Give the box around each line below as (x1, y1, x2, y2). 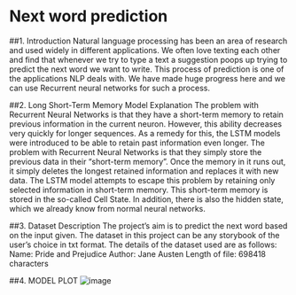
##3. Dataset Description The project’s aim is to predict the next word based (9, 220, 288, 231)
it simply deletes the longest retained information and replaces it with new (9, 166, 279, 176)
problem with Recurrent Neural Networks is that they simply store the (9, 146, 262, 157)
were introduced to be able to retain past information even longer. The (9, 137, 266, 148)
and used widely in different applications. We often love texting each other (9, 44, 281, 55)
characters (9, 258, 49, 268)
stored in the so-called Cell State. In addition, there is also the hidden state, (9, 193, 284, 205)
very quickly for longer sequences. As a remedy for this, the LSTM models (9, 128, 281, 138)
